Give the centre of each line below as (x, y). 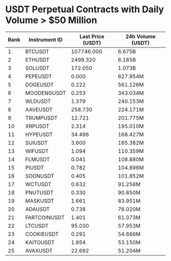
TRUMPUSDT (41, 117)
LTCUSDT (37, 226)
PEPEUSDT (39, 76)
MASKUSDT (40, 201)
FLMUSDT (37, 159)
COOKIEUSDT (42, 234)
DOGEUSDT (39, 84)
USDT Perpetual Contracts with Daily (85, 9)
